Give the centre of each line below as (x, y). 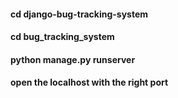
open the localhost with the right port (89, 82)
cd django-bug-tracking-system (79, 14)
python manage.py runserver (73, 59)
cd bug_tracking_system (62, 37)
